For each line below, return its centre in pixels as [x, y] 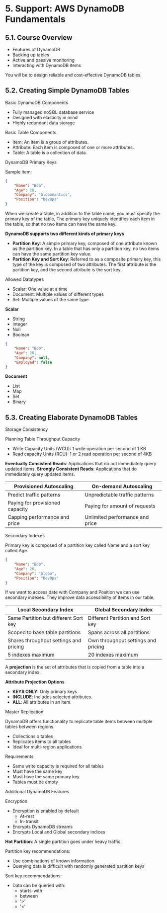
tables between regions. [30, 727]
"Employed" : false [33, 362]
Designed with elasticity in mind [45, 117]
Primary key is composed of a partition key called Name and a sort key [78, 545]
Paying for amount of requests [120, 506]
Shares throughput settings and [44, 641]
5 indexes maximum [31, 655]
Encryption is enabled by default [45, 811]
